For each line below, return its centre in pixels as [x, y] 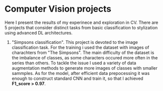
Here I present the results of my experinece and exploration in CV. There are [81, 22]
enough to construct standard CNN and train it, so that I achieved [77, 78]
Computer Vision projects [58, 9]
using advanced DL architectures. [39, 33]
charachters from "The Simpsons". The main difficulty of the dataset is [83, 53]
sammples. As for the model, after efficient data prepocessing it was [81, 73]
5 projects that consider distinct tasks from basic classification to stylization [81, 27]
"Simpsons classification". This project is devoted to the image [75, 42]
